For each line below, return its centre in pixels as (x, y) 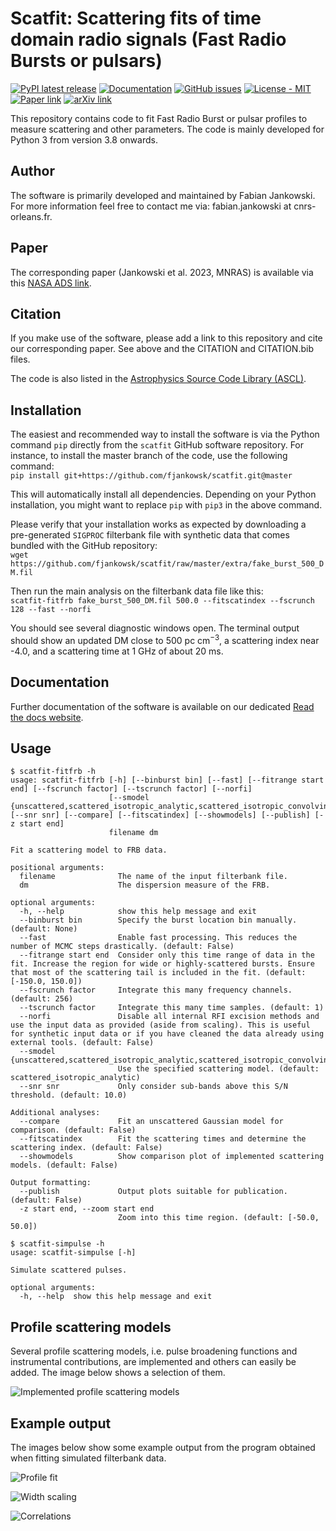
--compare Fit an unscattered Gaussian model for (151, 1122)
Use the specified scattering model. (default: (218, 1069)
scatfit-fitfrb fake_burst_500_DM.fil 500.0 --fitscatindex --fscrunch (162, 601)
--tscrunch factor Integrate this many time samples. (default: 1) (172, 1008)
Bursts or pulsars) (86, 61)
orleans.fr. (31, 216)
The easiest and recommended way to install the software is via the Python (165, 434)
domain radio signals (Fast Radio (148, 39)
